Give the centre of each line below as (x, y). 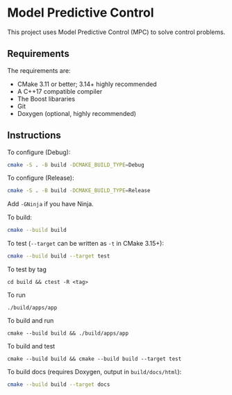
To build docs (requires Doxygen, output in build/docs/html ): (94, 372)
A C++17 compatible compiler (60, 91)
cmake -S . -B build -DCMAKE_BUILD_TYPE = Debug (76, 165)
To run (17, 295)
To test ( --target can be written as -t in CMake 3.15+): (86, 244)
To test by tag (27, 269)
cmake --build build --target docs (59, 385)
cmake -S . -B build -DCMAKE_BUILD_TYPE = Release (79, 191)
